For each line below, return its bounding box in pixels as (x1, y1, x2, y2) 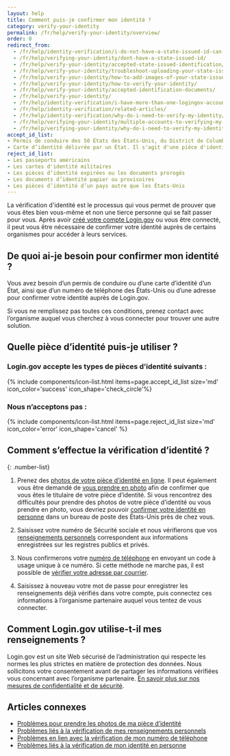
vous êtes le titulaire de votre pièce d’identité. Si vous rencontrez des (16, 491, 212, 499)
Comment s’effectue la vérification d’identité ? (7, 445, 210, 456)
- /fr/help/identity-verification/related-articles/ (13, 106, 167, 113)
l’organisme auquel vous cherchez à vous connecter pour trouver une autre (7, 314, 220, 322)
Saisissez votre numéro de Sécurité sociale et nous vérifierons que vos (16, 525, 218, 534)
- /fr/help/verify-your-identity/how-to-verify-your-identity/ (13, 80, 197, 87)
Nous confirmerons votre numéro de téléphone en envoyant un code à (16, 554, 216, 562)
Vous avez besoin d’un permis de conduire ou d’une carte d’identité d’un (7, 279, 212, 287)
